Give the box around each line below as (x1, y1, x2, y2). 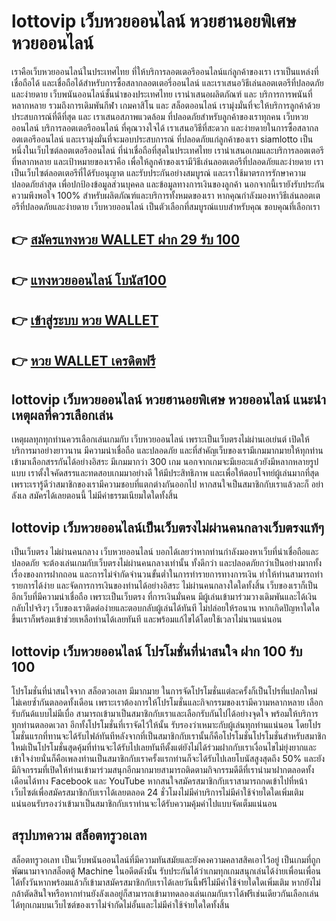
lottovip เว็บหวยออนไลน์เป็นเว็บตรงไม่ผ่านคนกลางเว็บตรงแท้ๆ (11, 519, 325, 536)
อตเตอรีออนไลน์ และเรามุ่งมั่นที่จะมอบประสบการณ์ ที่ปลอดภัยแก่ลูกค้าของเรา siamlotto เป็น (11, 133, 314, 145)
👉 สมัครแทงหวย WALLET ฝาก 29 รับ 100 (11, 231, 241, 249)
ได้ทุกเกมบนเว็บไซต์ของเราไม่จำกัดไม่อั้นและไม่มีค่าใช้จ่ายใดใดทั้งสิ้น (11, 898, 230, 910)
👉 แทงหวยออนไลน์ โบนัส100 (11, 271, 167, 289)
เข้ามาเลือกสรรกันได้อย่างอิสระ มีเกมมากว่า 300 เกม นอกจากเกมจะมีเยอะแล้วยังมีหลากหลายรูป (11, 456, 319, 468)
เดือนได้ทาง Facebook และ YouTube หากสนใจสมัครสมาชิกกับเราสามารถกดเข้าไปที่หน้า (11, 775, 308, 787)
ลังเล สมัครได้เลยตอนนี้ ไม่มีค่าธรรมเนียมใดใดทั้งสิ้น (11, 490, 179, 502)
